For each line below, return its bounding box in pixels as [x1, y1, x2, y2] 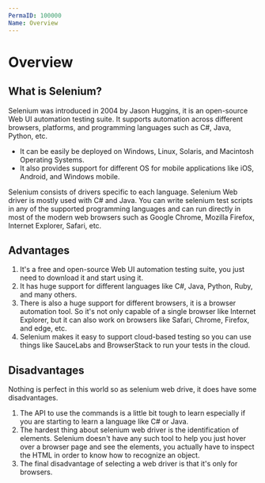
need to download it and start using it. [19, 273, 144, 282]
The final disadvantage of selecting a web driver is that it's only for [19, 459, 238, 469]
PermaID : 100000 [8, 11, 62, 20]
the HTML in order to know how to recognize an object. [19, 450, 200, 460]
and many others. [19, 290, 78, 300]
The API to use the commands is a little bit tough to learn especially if [19, 408, 246, 418]
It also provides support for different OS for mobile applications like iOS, [19, 163, 255, 173]
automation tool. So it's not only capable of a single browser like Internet [19, 307, 256, 316]
